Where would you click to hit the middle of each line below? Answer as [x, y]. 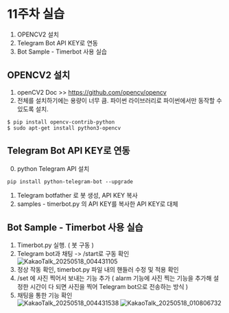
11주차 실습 [36, 14]
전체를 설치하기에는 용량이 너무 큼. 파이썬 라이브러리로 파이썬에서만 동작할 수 [120, 100]
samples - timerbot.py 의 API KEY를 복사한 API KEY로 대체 [97, 204]
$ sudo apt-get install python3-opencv [64, 128]
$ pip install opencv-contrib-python [61, 122]
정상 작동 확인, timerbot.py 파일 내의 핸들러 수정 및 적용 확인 [98, 270]
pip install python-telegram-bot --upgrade [70, 182]
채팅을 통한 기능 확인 [45, 295]
